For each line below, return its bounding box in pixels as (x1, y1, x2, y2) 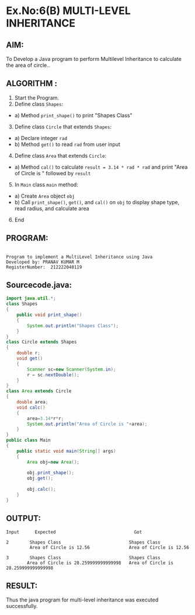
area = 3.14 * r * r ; (27, 415, 64, 422)
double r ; (16, 350, 41, 356)
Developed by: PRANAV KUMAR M (6, 259, 80, 265)
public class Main (6, 437, 51, 443)
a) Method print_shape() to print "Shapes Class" (14, 111, 133, 118)
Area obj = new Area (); (27, 459, 80, 465)
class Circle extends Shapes (6, 339, 77, 345)
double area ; (16, 399, 48, 405)
